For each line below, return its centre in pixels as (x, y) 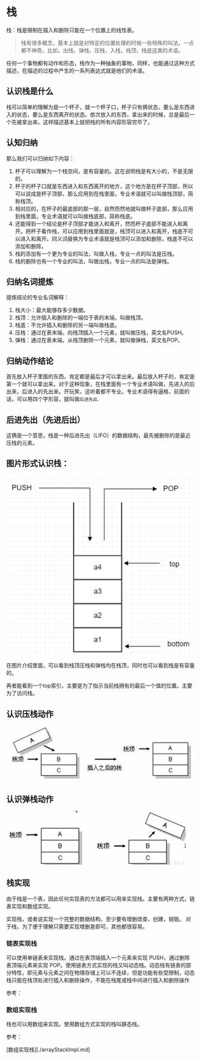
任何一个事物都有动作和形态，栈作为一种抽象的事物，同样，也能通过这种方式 (100, 63)
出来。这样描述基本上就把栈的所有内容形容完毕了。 (90, 122)
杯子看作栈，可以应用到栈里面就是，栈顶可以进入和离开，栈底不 (109, 231)
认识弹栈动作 (30, 799)
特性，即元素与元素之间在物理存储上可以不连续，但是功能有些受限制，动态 (103, 973)
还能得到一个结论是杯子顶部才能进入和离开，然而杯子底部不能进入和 (99, 223)
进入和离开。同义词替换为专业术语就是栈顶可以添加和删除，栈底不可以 (106, 238)
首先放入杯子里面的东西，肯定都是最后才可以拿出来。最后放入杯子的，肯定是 (100, 376)
